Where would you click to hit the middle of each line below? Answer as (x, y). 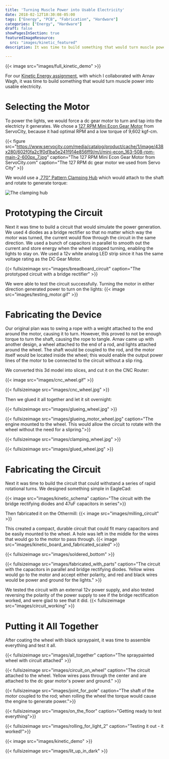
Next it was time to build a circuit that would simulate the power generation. (83, 227)
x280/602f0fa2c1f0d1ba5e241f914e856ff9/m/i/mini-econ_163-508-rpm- (80, 152)
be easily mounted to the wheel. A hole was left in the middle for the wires (82, 534)
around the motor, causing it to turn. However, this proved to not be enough (83, 334)
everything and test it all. (31, 645)
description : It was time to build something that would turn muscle (80, 47)
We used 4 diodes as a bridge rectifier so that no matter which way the (79, 232)
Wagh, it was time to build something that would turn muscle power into (79, 81)
